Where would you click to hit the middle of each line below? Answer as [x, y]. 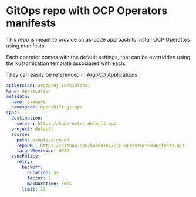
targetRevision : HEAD [43, 151]
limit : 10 [33, 189]
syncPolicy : [26, 157]
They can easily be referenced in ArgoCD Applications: [72, 74]
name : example [28, 102]
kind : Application [28, 91]
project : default [33, 129]
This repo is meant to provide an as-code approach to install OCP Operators [98, 39]
